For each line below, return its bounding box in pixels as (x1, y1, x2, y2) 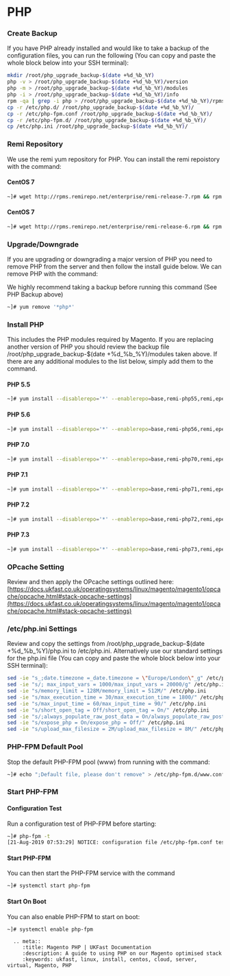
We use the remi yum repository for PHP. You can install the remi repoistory (7, 155, 220, 163)
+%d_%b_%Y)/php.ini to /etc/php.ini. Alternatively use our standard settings (7, 647, 223, 655)
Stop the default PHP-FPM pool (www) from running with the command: (7, 758, 210, 766)
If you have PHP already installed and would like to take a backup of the (7, 44, 209, 52)
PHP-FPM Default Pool (7, 742, 84, 752)
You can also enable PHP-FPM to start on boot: (7, 912, 140, 920)
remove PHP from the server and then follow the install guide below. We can (7, 262, 222, 271)
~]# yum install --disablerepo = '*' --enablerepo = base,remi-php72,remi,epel (7, 515, 228, 522)
